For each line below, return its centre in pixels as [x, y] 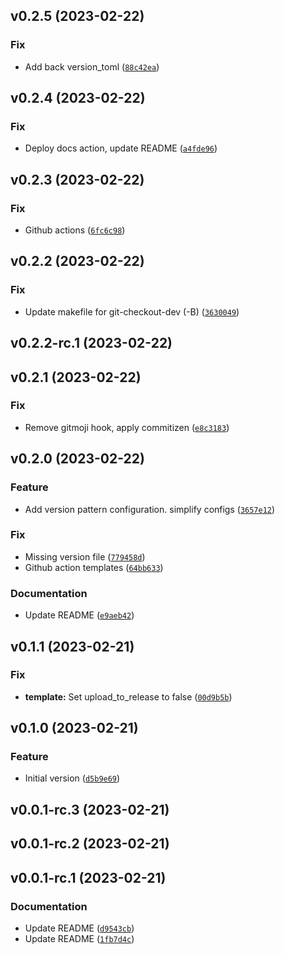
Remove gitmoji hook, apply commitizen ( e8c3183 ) [127, 427]
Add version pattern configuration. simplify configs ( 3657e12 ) [150, 509]
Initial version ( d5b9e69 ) [72, 778]
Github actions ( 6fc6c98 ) [75, 230]
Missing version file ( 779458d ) [85, 556]
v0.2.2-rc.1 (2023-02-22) [91, 343]
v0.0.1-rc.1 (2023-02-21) [88, 877]
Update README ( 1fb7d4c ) [79, 938]
